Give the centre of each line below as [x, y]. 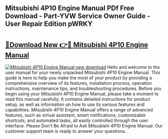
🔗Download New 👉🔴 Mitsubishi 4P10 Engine [77, 45]
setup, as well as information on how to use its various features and [75, 104]
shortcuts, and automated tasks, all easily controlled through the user [77, 120]
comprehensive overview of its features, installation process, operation [78, 83]
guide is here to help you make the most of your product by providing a [78, 78]
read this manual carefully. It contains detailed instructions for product [78, 99]
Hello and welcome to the [133, 67]
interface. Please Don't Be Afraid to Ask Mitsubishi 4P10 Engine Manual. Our [84, 126]
